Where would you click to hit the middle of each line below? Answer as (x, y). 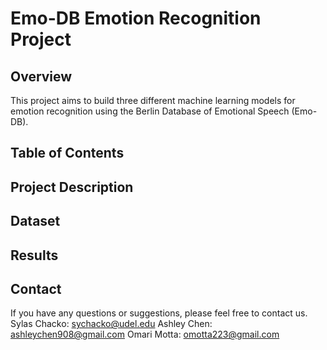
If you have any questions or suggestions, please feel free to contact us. (159, 313)
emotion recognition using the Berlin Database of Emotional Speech (150, 111)
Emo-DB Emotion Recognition (136, 18)
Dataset (35, 221)
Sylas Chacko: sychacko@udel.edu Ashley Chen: (111, 324)
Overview (41, 76)
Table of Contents (67, 153)
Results (34, 255)
